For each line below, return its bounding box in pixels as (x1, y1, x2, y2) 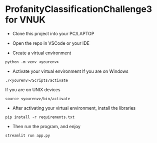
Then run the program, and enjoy (12, 123, 81, 129)
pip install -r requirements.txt (5, 115, 75, 120)
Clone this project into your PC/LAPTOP (12, 30, 94, 36)
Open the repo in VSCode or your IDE (12, 40, 90, 46)
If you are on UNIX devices (5, 86, 61, 93)
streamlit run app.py (5, 133, 50, 138)
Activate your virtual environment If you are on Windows (12, 68, 129, 74)
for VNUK (5, 14, 46, 25)
